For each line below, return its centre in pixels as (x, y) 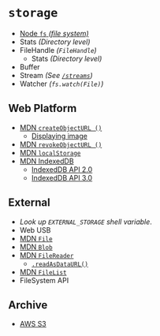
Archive (28, 305)
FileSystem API (44, 280)
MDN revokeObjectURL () (61, 144)
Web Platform (43, 108)
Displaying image (60, 136)
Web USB (35, 230)
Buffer (30, 67)
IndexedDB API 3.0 (62, 177)
